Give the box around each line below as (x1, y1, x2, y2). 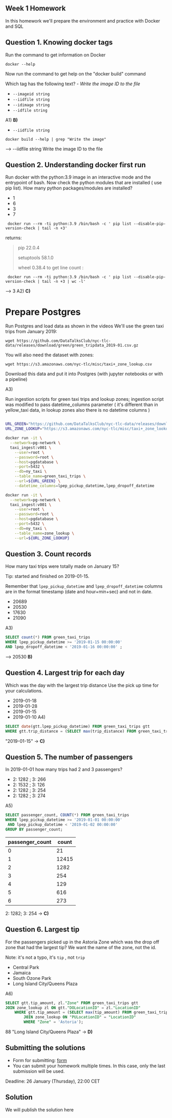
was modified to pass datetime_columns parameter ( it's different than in (5, 401, 158, 408)
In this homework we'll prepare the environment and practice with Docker (5, 17, 160, 24)
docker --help (5, 62, 36, 67)
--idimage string (12, 102, 50, 107)
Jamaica (12, 970, 31, 976)
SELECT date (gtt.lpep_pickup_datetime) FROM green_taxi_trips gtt (5, 724, 150, 729)
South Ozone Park (12, 975, 52, 981)
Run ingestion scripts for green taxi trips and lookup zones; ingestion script (5, 396, 164, 402)
